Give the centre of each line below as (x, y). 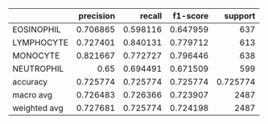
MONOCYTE (36, 56)
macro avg (33, 95)
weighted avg (38, 108)
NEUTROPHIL (38, 69)
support (240, 16)
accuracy (30, 82)
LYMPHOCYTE (40, 42)
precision (97, 16)
